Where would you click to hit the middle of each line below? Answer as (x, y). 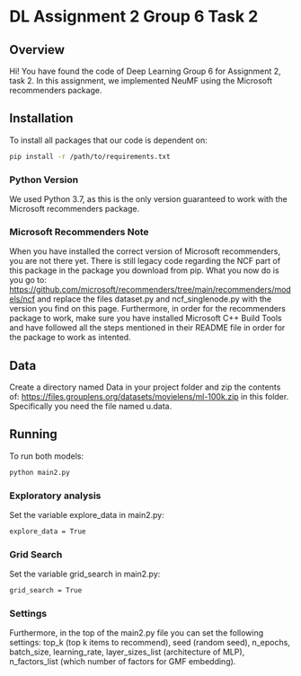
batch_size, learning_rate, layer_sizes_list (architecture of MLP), (127, 652)
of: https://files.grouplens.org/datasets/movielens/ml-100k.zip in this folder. (149, 397)
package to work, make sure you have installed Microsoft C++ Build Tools (146, 318)
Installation (41, 119)
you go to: (28, 280)
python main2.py (40, 472)
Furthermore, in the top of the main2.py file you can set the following (137, 633)
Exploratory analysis (55, 496)
